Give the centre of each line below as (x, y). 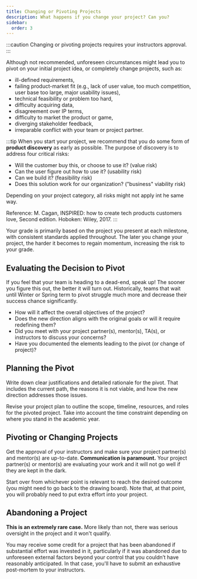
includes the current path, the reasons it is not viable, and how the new (92, 388)
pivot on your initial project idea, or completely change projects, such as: (94, 69)
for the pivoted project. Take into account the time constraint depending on (97, 412)
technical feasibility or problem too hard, (64, 99)
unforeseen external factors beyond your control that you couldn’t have (93, 557)
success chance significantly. (42, 301)
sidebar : (17, 22)
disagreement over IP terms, (49, 111)
